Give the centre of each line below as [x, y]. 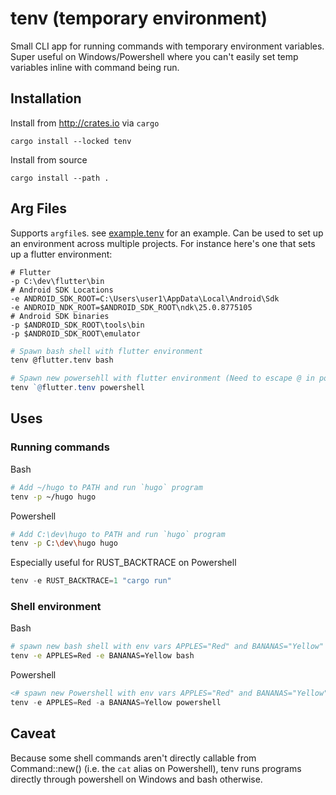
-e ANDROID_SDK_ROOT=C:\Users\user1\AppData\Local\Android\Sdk [145, 298]
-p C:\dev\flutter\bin [57, 281]
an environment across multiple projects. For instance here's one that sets [163, 243]
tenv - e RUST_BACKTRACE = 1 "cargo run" [91, 581]
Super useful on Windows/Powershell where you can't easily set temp [154, 56]
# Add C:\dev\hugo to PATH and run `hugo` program [118, 534]
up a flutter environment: [61, 254]
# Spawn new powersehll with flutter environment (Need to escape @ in [162, 378]
